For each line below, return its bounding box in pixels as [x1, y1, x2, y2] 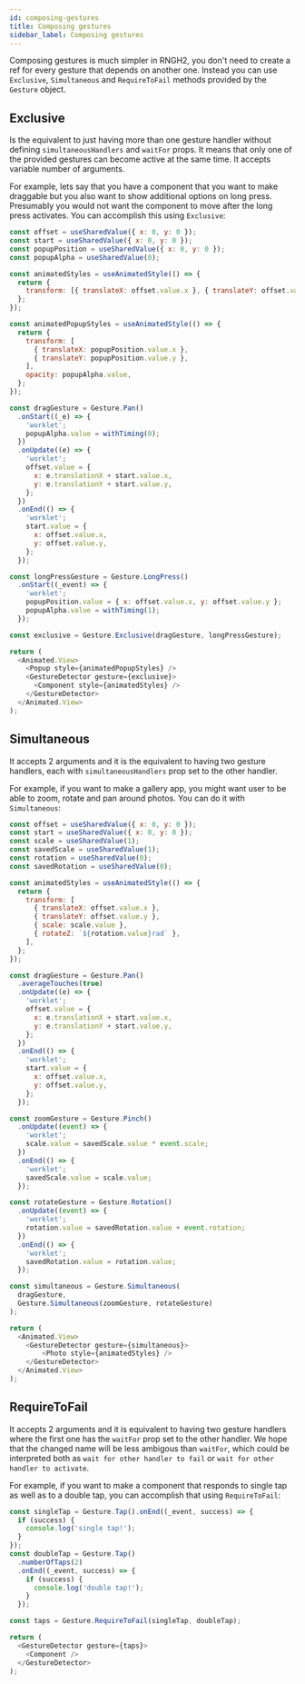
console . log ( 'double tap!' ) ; [33, 1583, 144, 1592]
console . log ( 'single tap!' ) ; [25, 1524, 136, 1533]
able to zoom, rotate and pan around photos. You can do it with [9, 792, 245, 803]
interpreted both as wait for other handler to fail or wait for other [9, 1452, 275, 1463]
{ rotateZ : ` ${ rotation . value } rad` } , [33, 929, 181, 938]
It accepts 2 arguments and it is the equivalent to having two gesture [9, 755, 266, 766]
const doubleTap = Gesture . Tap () [9, 1549, 136, 1559]
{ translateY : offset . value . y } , [33, 912, 161, 922]
